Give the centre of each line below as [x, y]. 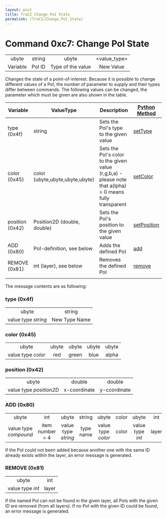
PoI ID [39, 67]
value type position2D [33, 390]
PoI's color [112, 155]
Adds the [110, 246]
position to [112, 225]
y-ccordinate [115, 390]
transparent [113, 204]
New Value [112, 67]
